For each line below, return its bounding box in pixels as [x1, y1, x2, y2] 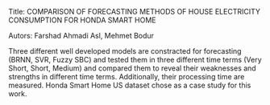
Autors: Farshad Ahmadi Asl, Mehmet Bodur [8, 31, 155, 40]
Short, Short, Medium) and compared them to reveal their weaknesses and [8, 63, 256, 73]
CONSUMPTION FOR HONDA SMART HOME [8, 15, 156, 25]
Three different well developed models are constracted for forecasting [8, 46, 242, 55]
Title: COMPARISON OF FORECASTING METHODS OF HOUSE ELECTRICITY [8, 7, 260, 16]
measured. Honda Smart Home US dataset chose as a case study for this [8, 80, 251, 90]
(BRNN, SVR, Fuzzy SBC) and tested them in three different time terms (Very [8, 55, 262, 64]
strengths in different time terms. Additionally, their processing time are [8, 72, 245, 81]
